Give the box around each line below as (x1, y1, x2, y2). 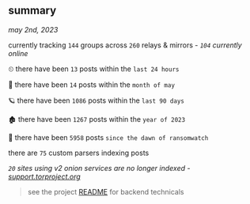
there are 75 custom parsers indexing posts (8, 148, 150, 157)
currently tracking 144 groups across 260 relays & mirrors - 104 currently (8, 40, 243, 50)
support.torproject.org (8, 172, 81, 181)
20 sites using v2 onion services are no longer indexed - (8, 163, 191, 172)
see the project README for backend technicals (27, 187, 184, 196)
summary (8, 4, 57, 17)
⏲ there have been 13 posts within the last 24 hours (8, 64, 180, 74)
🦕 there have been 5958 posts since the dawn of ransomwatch (8, 132, 209, 142)
